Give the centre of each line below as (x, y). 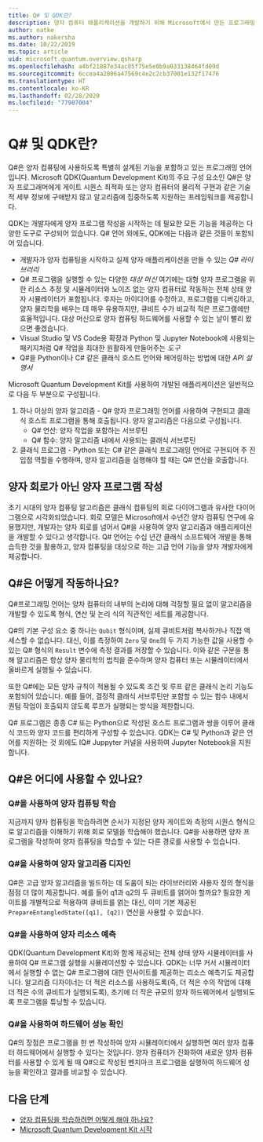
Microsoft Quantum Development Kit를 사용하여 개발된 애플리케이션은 (117, 385)
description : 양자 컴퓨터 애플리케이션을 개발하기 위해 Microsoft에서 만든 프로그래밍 (131, 23)
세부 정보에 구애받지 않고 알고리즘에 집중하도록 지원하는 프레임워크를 (121, 197)
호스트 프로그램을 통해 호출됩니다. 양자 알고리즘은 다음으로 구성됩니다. (135, 421)
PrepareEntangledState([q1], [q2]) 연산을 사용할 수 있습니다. (106, 912)
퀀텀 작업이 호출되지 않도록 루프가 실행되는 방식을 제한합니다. (101, 706)
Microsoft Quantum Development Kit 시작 (86, 1129)
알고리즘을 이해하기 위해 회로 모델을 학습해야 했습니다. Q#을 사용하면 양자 (129, 832)
